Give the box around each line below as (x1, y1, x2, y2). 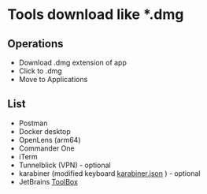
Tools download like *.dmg (7, 6, 184, 24)
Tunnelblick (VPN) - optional (18, 160, 111, 170)
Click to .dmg (18, 66, 62, 76)
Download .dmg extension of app (18, 58, 127, 67)
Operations (7, 37, 64, 50)
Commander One (18, 144, 76, 153)
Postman (18, 118, 48, 128)
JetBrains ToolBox (18, 177, 78, 186)
